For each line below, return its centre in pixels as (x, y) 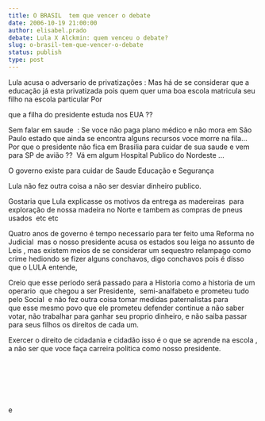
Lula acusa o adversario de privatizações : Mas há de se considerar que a (129, 82)
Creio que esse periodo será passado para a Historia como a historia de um (132, 282)
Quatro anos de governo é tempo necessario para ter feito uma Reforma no (131, 233)
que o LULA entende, (43, 267)
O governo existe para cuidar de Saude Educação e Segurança (111, 170)
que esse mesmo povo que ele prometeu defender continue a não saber (126, 308)
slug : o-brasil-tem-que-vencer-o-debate (76, 45)
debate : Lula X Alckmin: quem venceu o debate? (88, 38)
